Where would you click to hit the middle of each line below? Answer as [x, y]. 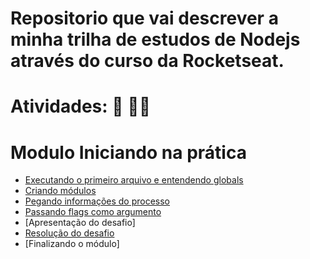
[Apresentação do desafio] [80, 223]
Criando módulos [60, 191]
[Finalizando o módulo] [72, 244]
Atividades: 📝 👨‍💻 [81, 106]
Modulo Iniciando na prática [128, 152]
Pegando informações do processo [97, 201]
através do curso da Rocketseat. [147, 61]
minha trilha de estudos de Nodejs [155, 39]
